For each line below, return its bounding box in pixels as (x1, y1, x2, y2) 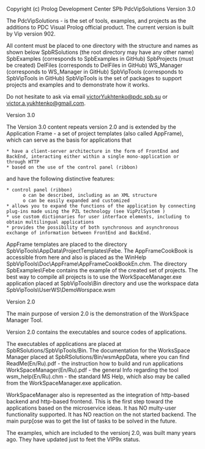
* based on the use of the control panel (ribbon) (6, 164, 138, 171)
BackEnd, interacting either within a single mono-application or (6, 153, 179, 159)
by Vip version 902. (6, 30, 56, 37)
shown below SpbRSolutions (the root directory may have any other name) (6, 48, 195, 56)
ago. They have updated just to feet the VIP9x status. (6, 436, 141, 443)
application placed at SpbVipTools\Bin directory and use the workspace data (6, 280, 199, 287)
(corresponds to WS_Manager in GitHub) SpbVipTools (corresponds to (6, 68, 184, 75)
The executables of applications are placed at (6, 340, 122, 347)
